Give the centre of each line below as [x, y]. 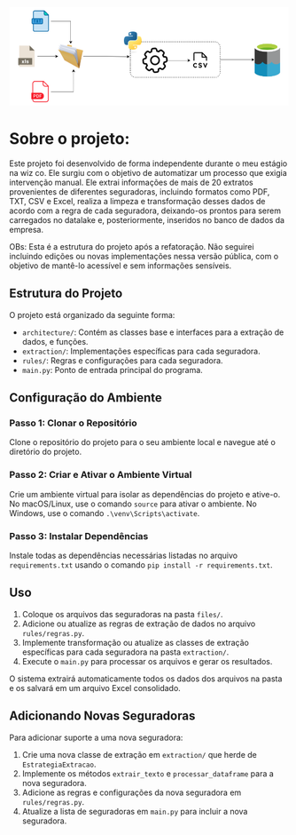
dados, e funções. [55, 341]
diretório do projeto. [46, 452]
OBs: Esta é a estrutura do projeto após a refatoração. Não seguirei [132, 246]
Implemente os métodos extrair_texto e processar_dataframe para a [148, 773]
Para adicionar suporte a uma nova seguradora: [96, 737]
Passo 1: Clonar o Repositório [73, 423]
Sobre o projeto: [70, 139]
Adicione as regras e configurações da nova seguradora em [132, 792]
